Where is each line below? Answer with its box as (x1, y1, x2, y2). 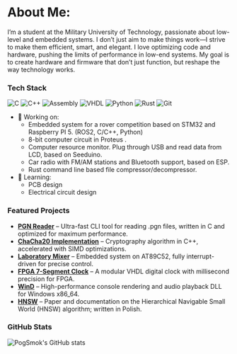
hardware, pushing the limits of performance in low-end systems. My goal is (7, 50, 230, 59)
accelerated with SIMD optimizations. (17, 244, 127, 253)
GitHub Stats (7, 322, 52, 332)
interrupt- (186, 252, 214, 261)
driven (17, 259, 37, 268)
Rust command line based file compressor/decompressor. (28, 166, 197, 174)
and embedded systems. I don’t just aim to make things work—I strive (22, 35, 226, 43)
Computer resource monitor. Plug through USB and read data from (28, 143, 222, 152)
